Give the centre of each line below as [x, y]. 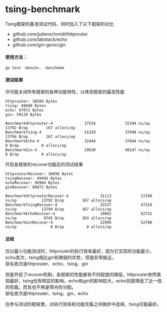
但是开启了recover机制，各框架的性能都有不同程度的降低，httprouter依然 [81, 274]
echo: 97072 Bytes [24, 110]
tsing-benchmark [43, 9]
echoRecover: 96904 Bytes [32, 183]
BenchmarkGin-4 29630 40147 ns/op [78, 150]
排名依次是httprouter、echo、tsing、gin [47, 264]
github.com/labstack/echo [40, 39]
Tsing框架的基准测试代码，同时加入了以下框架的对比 [60, 24]
